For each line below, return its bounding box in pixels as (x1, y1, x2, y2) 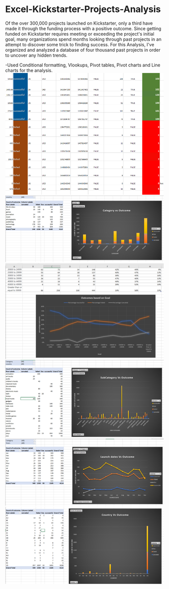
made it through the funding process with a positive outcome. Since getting (5, 25, 162, 31)
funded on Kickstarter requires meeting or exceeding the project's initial (5, 31, 154, 37)
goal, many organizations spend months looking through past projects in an (5, 36, 162, 42)
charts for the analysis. (5, 67, 53, 73)
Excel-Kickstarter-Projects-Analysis (5, 4, 161, 15)
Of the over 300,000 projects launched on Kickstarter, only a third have (5, 20, 153, 26)
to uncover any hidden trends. (5, 52, 68, 58)
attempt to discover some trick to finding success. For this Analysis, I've (5, 41, 154, 47)
